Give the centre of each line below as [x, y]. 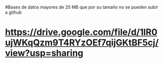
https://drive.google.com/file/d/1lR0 [81, 32]
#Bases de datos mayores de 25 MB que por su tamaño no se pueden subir [82, 7]
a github [14, 12]
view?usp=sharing [44, 53]
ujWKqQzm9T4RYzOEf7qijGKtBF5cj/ [82, 43]
